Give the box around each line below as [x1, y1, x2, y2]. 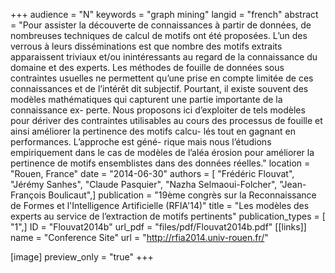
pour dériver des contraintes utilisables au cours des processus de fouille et [10, 115, 323, 126]
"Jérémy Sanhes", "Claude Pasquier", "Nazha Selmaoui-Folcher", [10, 179, 278, 190]
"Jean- [279, 179, 307, 190]
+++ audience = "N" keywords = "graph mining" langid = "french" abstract [10, 9, 319, 20]
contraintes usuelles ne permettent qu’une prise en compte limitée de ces [10, 72, 314, 84]
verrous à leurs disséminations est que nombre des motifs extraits [10, 40, 283, 52]
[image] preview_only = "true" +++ [10, 251, 154, 263]
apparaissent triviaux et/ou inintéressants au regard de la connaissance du [10, 51, 318, 63]
